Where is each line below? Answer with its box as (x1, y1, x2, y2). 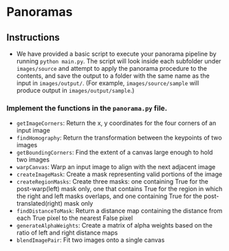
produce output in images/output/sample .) (16, 87, 135, 94)
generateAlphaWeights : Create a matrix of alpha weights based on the (16, 221, 212, 230)
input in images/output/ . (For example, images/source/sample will (16, 79, 199, 87)
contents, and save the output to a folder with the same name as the (16, 72, 210, 80)
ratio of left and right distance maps (16, 228, 118, 237)
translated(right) (16, 199, 63, 208)
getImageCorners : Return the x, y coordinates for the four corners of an (16, 119, 217, 127)
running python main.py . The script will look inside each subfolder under (16, 57, 221, 65)
